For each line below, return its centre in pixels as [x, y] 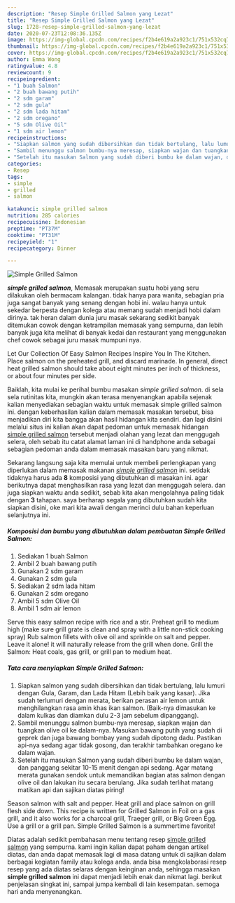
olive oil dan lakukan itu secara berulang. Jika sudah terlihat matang [115, 782]
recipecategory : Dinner [42, 248]
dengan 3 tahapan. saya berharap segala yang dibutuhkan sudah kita [107, 500]
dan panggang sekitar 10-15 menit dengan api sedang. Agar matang [115, 768]
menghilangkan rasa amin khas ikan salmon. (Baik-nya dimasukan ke [116, 708]
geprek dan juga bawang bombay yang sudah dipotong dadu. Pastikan [119, 738]
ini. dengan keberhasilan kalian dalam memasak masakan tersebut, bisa [111, 412]
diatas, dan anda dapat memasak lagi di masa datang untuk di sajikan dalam [117, 855]
